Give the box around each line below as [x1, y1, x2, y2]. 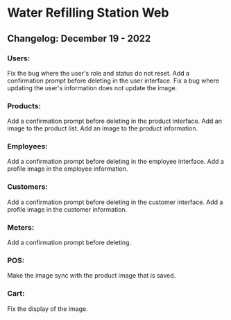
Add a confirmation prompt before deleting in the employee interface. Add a [7, 158, 224, 166]
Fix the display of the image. [7, 304, 88, 313]
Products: [7, 101, 42, 110]
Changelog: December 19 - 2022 [7, 33, 151, 44]
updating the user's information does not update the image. [7, 83, 178, 92]
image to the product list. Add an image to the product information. [7, 124, 198, 133]
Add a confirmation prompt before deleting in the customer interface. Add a [7, 198, 223, 206]
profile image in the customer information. [7, 205, 128, 213]
